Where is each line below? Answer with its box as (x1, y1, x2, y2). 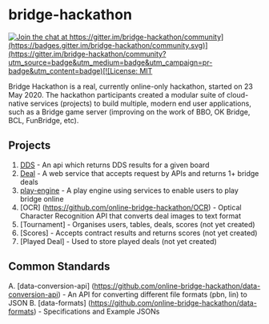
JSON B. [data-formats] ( (8, 298, 91, 307)
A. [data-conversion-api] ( (8, 281, 94, 290)
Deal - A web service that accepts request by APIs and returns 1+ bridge (19, 168, 259, 178)
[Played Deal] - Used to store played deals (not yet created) (19, 236, 218, 246)
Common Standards (8, 260, 110, 274)
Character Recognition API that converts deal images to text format (19, 210, 242, 221)
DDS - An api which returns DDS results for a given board (19, 160, 210, 170)
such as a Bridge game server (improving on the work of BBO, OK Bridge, (8, 106, 251, 117)
